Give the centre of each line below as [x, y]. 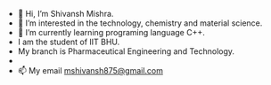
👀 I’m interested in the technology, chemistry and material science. [140, 23]
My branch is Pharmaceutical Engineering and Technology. [126, 51]
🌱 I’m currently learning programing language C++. [111, 32]
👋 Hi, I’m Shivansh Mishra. [66, 14]
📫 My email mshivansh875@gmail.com [90, 70]
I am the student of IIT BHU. [69, 42]
